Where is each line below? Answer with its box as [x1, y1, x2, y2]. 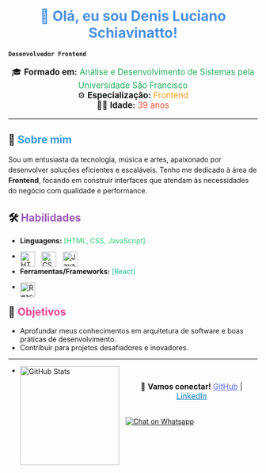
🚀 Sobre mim [8, 132, 73, 146]
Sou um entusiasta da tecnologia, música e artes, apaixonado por [8, 154, 222, 165]
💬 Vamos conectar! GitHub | [140, 382, 243, 392]
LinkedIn [176, 391, 207, 402]
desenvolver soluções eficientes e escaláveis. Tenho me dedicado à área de [8, 166, 257, 175]
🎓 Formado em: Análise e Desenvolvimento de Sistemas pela [11, 67, 255, 78]
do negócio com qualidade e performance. [8, 186, 148, 196]
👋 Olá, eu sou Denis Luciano [40, 7, 226, 25]
